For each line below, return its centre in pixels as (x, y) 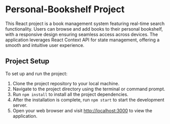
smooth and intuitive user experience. (45, 45)
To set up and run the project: (36, 73)
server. (20, 105)
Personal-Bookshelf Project (65, 9)
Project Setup (27, 61)
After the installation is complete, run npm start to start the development (88, 100)
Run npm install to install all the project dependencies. (70, 94)
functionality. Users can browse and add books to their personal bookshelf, (84, 29)
